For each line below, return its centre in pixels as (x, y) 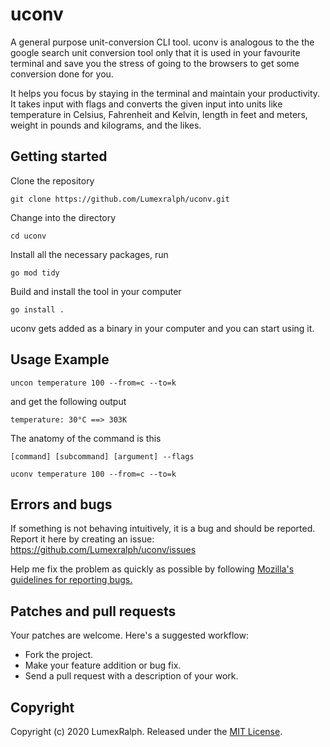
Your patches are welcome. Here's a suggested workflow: (130, 635)
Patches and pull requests (93, 611)
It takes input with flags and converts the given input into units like (146, 104)
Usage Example (60, 359)
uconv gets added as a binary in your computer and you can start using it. (162, 328)
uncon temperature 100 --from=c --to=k (93, 383)
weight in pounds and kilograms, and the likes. (106, 125)
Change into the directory (63, 217)
